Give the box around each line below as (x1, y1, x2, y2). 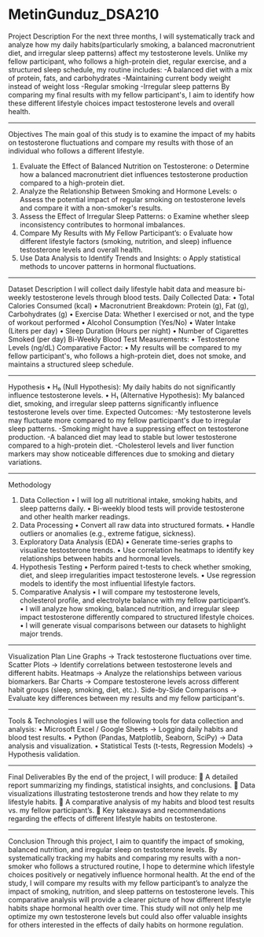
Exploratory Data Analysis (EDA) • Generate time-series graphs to (19, 537, 233, 546)
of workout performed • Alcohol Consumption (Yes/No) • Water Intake (8, 317, 236, 327)
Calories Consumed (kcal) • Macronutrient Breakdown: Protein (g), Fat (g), (8, 301, 249, 310)
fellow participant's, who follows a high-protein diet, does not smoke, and (8, 351, 247, 360)
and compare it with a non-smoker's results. (19, 203, 163, 212)
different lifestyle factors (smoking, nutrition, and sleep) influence (19, 236, 232, 245)
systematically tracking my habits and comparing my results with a (8, 853, 224, 862)
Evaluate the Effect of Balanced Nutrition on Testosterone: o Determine (19, 161, 250, 171)
